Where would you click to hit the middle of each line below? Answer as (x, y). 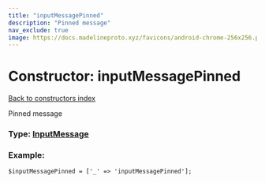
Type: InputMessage (49, 134)
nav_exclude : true (38, 30)
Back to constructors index (52, 99)
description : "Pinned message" (60, 23)
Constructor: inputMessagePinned (125, 77)
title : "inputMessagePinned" (56, 15)
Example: (26, 155)
